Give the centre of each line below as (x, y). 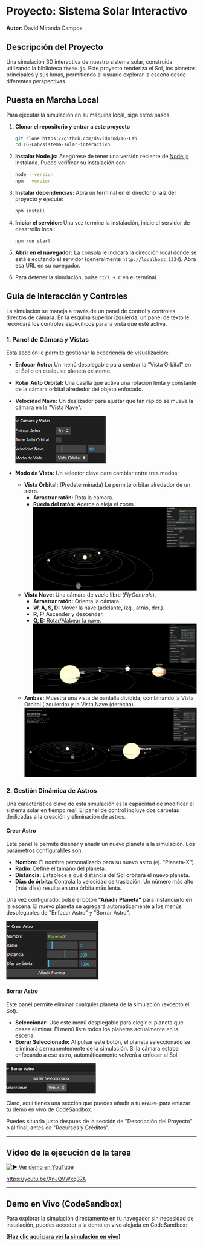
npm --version (33, 181)
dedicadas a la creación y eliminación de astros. (66, 816)
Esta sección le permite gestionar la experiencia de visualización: (88, 353)
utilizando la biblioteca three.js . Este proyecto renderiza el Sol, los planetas (101, 68)
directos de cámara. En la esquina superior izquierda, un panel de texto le (98, 317)
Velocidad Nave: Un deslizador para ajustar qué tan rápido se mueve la (104, 401)
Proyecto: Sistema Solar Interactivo (97, 11)
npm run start (33, 241)
